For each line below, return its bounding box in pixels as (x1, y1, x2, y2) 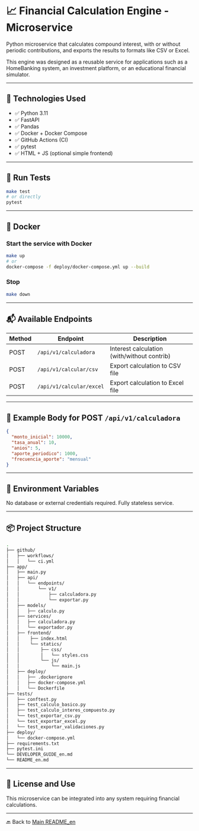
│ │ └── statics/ (6, 641, 62, 647)
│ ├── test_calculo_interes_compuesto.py (6, 707, 115, 713)
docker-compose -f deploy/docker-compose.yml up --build (6, 264, 150, 270)
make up (6, 252, 25, 258)
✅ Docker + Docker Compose (14, 129, 88, 137)
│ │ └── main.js (6, 663, 81, 669)
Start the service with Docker (6, 239, 92, 248)
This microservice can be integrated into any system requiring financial (6, 795, 179, 802)
